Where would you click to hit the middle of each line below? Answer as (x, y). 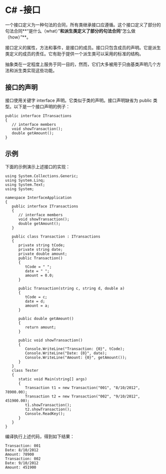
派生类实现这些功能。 (35, 70)
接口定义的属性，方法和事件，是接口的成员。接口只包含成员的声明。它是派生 (83, 47)
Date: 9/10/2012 (22, 463)
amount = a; (37, 306)
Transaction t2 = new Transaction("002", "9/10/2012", (83, 396)
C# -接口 (23, 10)
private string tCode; (41, 245)
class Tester (25, 370)
